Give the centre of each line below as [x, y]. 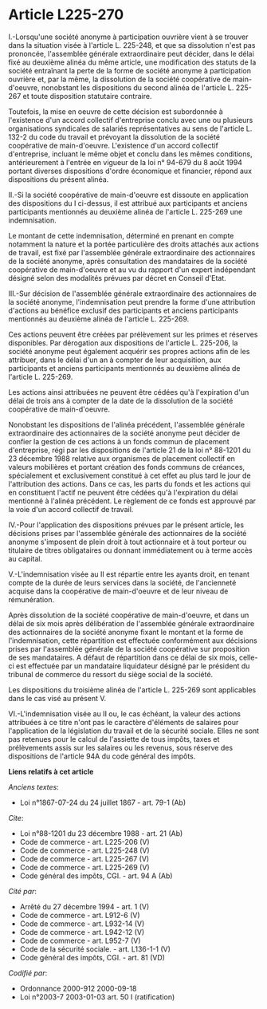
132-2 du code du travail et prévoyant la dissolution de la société [114, 136]
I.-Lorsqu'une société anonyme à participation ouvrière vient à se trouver [128, 37]
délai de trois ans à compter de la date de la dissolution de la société [121, 400]
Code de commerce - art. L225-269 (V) [84, 867]
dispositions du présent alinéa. [59, 179]
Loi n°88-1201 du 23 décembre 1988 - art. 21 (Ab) [101, 833]
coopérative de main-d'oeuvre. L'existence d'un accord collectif [114, 145]
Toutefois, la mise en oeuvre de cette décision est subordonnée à [116, 111]
